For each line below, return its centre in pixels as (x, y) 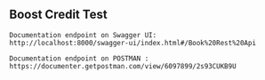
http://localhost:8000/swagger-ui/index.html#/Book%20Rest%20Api (132, 43)
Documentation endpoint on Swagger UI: (83, 35)
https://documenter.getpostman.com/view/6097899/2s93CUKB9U (123, 66)
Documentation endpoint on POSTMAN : (79, 58)
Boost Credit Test (59, 15)
